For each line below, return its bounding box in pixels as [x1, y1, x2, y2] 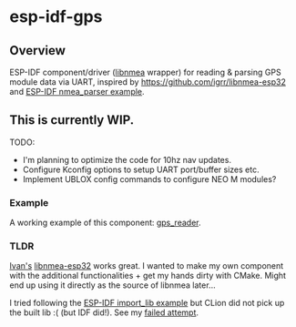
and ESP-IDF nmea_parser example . [9, 87, 145, 97]
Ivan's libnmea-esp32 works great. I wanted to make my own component [9, 261, 284, 271]
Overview [9, 43, 66, 58]
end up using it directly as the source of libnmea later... [9, 280, 216, 291]
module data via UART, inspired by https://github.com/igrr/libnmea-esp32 [9, 77, 287, 87]
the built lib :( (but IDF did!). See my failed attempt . [9, 307, 199, 318]
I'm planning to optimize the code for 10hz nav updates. [22, 154, 232, 165]
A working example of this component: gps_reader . [9, 217, 201, 229]
